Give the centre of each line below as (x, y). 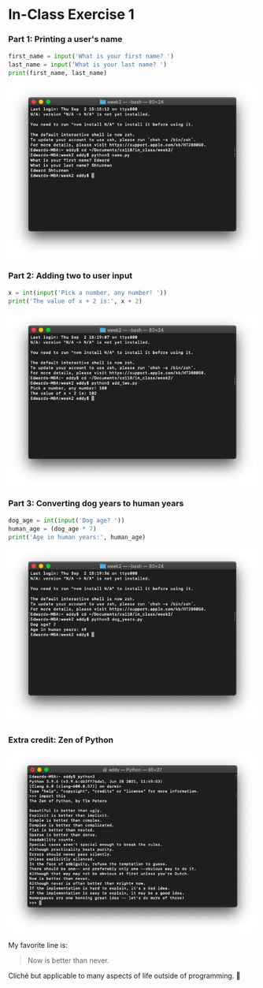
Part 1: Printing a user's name (65, 39)
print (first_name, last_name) (58, 73)
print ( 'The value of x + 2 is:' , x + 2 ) (76, 301)
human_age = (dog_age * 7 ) (52, 529)
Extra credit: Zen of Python (61, 740)
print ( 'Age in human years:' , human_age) (77, 538)
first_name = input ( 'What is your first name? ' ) (91, 57)
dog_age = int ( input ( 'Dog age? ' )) (67, 521)
